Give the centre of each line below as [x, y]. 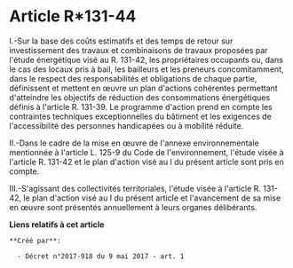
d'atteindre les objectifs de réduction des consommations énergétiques [140, 97]
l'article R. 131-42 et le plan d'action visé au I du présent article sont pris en [146, 162]
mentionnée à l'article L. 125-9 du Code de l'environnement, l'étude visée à [146, 152]
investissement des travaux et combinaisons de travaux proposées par [139, 50]
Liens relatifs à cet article [57, 225]
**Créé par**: [36, 240]
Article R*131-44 [73, 16]
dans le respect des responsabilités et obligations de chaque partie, [133, 78]
